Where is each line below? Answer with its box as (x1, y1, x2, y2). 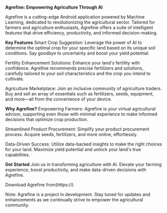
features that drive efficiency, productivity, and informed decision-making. (5, 30, 158, 35)
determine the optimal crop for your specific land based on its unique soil (5, 45, 156, 50)
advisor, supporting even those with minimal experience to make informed (5, 111, 158, 117)
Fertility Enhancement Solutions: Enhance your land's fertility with (5, 60, 141, 65)
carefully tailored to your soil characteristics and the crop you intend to (5, 70, 151, 76)
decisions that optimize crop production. (5, 116, 88, 122)
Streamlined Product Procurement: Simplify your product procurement (5, 126, 150, 132)
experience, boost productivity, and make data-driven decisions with (5, 167, 147, 172)
